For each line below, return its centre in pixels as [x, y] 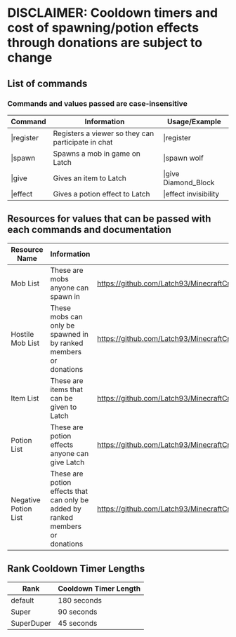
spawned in [70, 334]
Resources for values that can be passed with [109, 219]
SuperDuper [31, 623]
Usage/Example [194, 121]
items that [66, 389]
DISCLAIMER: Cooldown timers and [113, 13]
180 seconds [80, 600]
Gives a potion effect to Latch [101, 194]
